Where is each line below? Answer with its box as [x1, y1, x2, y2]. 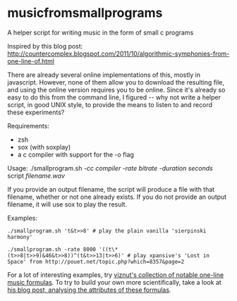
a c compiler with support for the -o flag [17, 150, 134, 159]
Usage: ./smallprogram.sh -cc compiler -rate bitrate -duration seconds [7, 164, 213, 172]
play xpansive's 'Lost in [133, 252, 210, 259]
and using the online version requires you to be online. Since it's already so [7, 85, 226, 94]
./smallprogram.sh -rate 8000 [7, 245, 97, 253]
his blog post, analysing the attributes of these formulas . [7, 285, 171, 294]
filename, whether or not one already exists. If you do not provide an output [7, 192, 227, 201]
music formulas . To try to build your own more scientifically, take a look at [7, 278, 222, 286]
